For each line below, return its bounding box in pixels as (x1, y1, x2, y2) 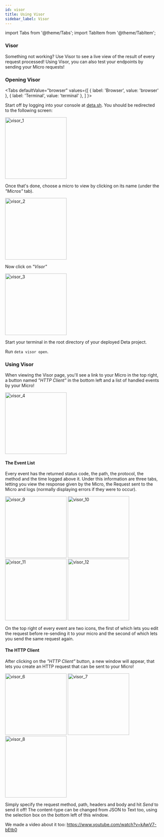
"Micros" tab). (5, 188, 33, 194)
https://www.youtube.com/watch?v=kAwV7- (66, 821, 157, 827)
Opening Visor (5, 76, 41, 83)
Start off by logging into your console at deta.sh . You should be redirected (5, 102, 155, 108)
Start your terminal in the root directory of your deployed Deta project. (5, 339, 147, 345)
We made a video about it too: (5, 821, 66, 827)
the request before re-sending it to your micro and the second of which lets (5, 630, 158, 636)
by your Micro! (5, 383, 35, 388)
